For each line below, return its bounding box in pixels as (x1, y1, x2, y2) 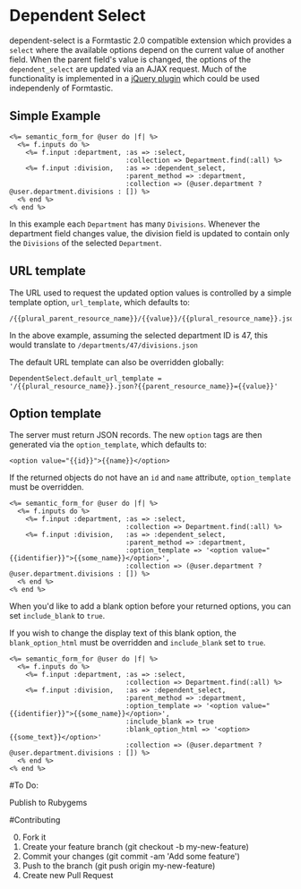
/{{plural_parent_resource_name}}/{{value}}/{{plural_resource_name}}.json (9, 314, 298, 323)
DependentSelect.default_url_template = (9, 373, 163, 383)
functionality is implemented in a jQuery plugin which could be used (9, 73, 260, 83)
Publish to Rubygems (9, 798, 88, 808)
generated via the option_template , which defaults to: (9, 440, 208, 450)
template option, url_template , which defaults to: (9, 296, 191, 307)
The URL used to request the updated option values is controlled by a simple (9, 287, 292, 298)
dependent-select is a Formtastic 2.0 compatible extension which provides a (9, 35, 292, 46)
